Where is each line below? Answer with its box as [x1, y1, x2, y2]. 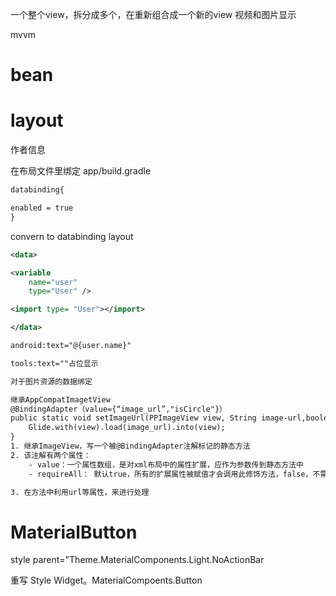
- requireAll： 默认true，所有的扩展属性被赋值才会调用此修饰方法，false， [28, 469, 313, 479]
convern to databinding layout [10, 230, 134, 242]
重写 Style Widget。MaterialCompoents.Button [10, 574, 203, 587]
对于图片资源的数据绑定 [10, 376, 93, 387]
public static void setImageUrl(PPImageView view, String [10, 413, 257, 423]
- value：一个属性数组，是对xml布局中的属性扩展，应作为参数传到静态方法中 [28, 459, 304, 470]
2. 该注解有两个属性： [10, 450, 92, 460]
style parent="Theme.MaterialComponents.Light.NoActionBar [10, 554, 265, 566]
